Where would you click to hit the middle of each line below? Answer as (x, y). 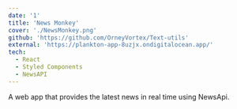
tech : (17, 52)
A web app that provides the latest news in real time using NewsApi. (119, 96)
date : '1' (24, 15)
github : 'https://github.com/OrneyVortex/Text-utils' (99, 38)
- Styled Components (49, 67)
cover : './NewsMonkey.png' (53, 30)
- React (28, 60)
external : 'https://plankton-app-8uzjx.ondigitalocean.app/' (111, 45)
